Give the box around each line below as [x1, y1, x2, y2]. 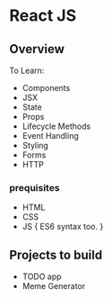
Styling [22, 140, 49, 150]
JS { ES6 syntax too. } [22, 222, 104, 232]
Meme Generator [22, 281, 86, 292]
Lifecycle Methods [22, 121, 91, 131]
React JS [9, 5, 77, 26]
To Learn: [9, 65, 45, 76]
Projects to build [9, 247, 103, 262]
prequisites [9, 181, 60, 194]
